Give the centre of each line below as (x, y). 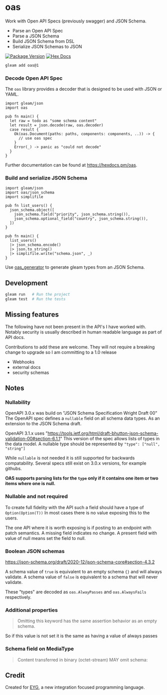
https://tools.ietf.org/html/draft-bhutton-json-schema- (103, 433)
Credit (15, 675)
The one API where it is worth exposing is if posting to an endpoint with (79, 527)
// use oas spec (35, 139)
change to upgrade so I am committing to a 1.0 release (61, 352)
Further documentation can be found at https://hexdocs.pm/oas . (71, 165)
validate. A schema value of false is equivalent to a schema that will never (82, 577)
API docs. (15, 337)
